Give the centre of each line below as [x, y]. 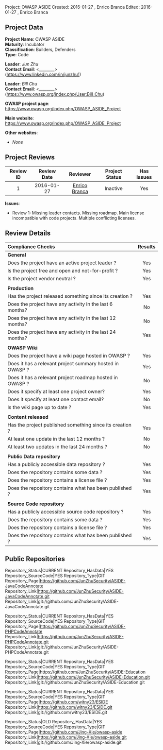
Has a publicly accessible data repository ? [56, 464]
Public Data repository [34, 457]
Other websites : [21, 133]
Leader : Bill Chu [21, 84]
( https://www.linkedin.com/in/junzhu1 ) [43, 74]
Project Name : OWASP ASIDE [35, 39]
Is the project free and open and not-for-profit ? [63, 271]
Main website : [19, 118]
